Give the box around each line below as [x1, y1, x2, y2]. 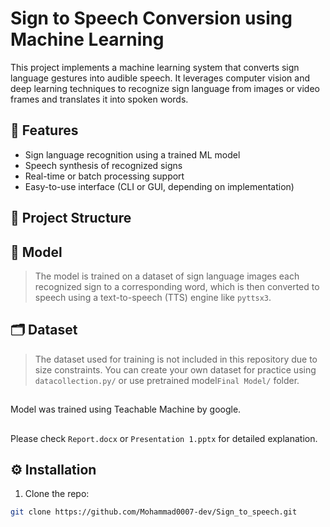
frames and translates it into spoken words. [10, 93, 189, 105]
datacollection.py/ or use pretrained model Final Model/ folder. [34, 374, 300, 386]
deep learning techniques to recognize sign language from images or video [10, 82, 320, 94]
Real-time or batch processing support [24, 170, 185, 182]
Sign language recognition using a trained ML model [24, 148, 241, 161]
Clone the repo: [24, 488, 90, 500]
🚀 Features [10, 122, 79, 139]
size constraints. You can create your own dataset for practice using [34, 363, 317, 376]
